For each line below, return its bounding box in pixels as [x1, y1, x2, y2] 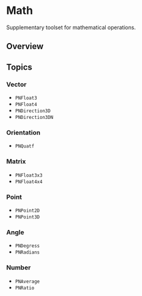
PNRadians [15, 249, 40, 255]
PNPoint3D [15, 214, 40, 220]
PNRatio [15, 284, 34, 291]
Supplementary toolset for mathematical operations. [6, 24, 136, 31]
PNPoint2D [15, 207, 40, 214]
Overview [6, 41, 44, 52]
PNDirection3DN [15, 115, 54, 121]
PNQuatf [15, 143, 34, 149]
